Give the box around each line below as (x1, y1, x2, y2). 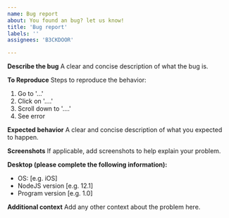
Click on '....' (17, 97, 54, 106)
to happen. (7, 133, 39, 142)
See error (17, 112, 46, 121)
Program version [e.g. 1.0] (17, 189, 93, 198)
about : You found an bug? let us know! (7, 17, 125, 24)
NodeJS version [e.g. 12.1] (17, 181, 94, 190)
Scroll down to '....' (17, 104, 72, 113)
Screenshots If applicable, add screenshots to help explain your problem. (7, 147, 221, 155)
